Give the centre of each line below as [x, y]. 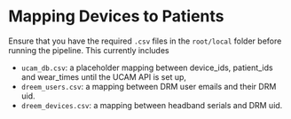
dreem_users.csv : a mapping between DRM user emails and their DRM [149, 86]
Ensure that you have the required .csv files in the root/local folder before [145, 41]
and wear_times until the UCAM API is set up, [104, 76]
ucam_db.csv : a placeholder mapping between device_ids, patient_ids [147, 67]
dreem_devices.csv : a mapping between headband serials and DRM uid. [152, 105]
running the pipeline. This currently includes [89, 50]
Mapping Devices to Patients [116, 16]
